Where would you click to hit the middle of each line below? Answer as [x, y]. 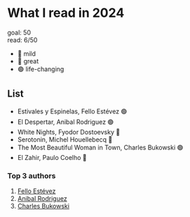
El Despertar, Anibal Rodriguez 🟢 [66, 122]
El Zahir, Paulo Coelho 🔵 [52, 157]
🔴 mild [27, 54]
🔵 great [28, 61]
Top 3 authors [32, 175]
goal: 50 [19, 32]
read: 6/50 [22, 39]
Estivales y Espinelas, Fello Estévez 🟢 [72, 111]
